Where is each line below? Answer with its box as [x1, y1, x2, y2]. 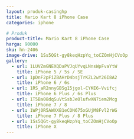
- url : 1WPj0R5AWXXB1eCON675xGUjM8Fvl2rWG [11, 107, 117, 113]
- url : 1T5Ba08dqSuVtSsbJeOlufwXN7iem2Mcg [11, 96, 117, 102]
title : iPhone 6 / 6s [17, 80, 70, 86]
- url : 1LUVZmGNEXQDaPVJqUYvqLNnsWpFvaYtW [11, 63, 117, 69]
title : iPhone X [17, 124, 57, 130]
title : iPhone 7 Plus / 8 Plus [17, 113, 94, 119]
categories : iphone [6, 20, 54, 25]
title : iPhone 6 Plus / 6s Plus [17, 91, 96, 97]
